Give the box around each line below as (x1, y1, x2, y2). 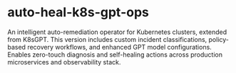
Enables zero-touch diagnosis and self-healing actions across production (7, 50, 223, 59)
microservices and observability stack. (7, 57, 121, 66)
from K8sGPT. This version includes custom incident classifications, (7, 35, 207, 43)
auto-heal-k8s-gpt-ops (7, 4, 150, 21)
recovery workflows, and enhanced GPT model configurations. (27, 43, 212, 51)
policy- (208, 35, 230, 43)
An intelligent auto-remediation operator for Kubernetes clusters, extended (7, 28, 227, 36)
